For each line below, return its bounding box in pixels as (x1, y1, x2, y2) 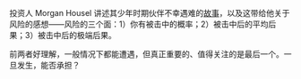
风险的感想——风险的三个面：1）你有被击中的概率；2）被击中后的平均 (9, 19, 269, 29)
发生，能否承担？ (16, 60, 81, 70)
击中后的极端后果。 (45, 30, 116, 40)
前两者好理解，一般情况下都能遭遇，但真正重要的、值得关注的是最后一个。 (9, 49, 284, 59)
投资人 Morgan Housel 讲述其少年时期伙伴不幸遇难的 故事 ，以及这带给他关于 (9, 8, 290, 18)
